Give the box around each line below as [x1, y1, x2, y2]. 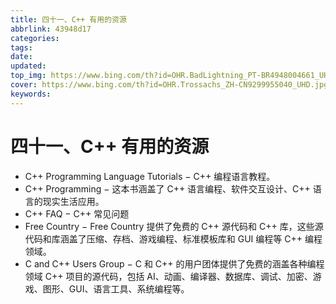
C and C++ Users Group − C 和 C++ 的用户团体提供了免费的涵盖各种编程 [24, 257, 325, 270]
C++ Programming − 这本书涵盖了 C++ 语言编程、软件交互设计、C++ [24, 182, 311, 195]
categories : [10, 33, 60, 43]
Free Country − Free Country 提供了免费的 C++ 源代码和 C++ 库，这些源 [24, 220, 324, 232]
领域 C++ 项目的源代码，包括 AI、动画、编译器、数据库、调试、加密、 [24, 270, 313, 282]
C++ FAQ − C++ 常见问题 [24, 207, 130, 220]
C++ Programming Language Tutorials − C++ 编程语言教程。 [24, 170, 276, 182]
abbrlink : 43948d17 [10, 24, 92, 34]
